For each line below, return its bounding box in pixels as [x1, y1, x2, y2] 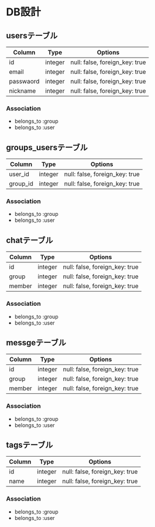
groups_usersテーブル [6, 142, 88, 153]
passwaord [9, 77, 40, 85]
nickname [9, 87, 36, 94]
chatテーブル [6, 235, 54, 245]
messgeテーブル [6, 337, 66, 347]
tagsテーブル [6, 440, 53, 450]
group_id [9, 180, 33, 188]
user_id [9, 170, 29, 178]
